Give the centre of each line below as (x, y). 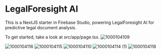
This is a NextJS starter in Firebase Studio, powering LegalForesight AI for (80, 22)
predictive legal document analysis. (41, 27)
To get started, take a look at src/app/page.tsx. (52, 37)
